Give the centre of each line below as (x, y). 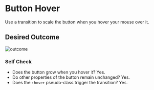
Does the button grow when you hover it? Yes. (59, 72)
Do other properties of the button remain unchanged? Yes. (71, 77)
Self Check (18, 61)
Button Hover (33, 9)
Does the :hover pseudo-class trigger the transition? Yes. (70, 83)
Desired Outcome (32, 37)
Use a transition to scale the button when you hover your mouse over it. (77, 22)
